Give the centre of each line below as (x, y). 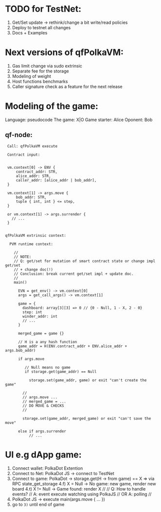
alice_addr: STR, (33, 176)
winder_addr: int (40, 316)
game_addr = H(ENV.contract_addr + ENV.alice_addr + (72, 346)
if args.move (31, 359)
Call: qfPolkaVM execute (32, 146)
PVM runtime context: (31, 244)
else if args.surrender (42, 431)
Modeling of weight (31, 76)
